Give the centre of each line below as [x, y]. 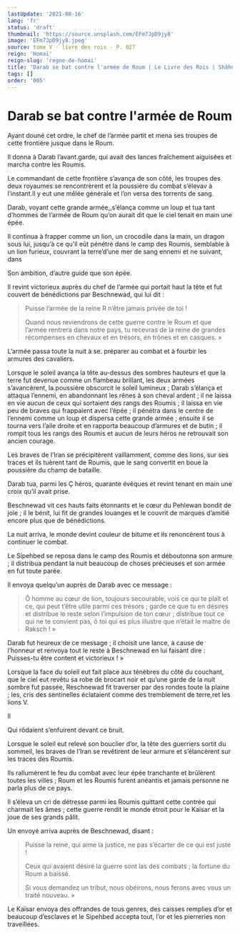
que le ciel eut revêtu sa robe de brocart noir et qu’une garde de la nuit [111, 680]
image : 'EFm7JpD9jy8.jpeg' [47, 41]
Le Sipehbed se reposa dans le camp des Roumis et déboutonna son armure [120, 556]
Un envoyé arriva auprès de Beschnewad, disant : [80, 831]
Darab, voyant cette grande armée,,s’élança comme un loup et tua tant [111, 207]
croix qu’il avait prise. [39, 492]
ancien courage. [31, 441]
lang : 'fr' [24, 21]
